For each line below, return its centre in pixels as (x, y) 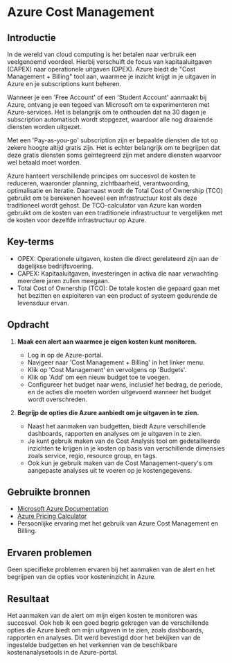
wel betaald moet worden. (44, 162)
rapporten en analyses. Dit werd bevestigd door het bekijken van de (104, 638)
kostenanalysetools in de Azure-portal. (62, 653)
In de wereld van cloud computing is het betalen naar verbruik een (102, 54)
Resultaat (28, 599)
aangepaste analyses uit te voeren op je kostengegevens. (110, 470)
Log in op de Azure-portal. (65, 355)
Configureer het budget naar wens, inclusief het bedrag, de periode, (125, 384)
